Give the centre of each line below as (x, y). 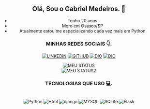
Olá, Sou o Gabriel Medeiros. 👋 (79, 9)
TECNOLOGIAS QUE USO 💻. (79, 84)
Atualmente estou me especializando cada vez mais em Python (82, 31)
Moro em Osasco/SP (82, 26)
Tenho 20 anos (82, 20)
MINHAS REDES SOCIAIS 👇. (79, 44)
